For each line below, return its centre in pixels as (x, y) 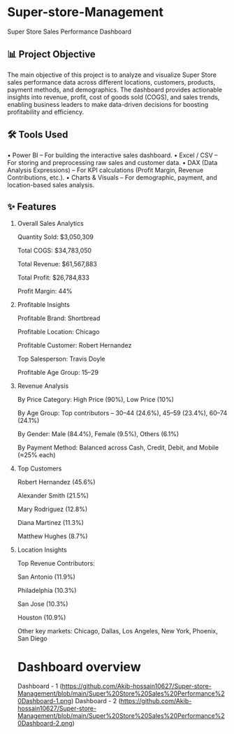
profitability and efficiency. (46, 112)
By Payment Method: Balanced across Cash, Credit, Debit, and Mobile (118, 447)
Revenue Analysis (43, 386)
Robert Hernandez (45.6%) (56, 482)
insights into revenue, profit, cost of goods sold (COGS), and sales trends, (114, 97)
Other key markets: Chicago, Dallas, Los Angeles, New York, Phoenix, (117, 631)
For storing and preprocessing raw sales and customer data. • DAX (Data (112, 162)
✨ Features (32, 207)
